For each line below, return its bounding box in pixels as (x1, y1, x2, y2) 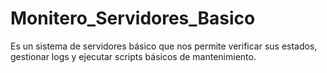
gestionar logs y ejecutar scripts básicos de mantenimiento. (10, 50, 257, 62)
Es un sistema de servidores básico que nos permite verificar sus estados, (10, 40, 318, 52)
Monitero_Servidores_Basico (10, 7, 256, 30)
